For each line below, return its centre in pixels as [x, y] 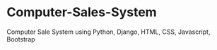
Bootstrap [21, 39]
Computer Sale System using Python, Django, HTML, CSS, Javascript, [108, 32]
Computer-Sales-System [82, 12]
